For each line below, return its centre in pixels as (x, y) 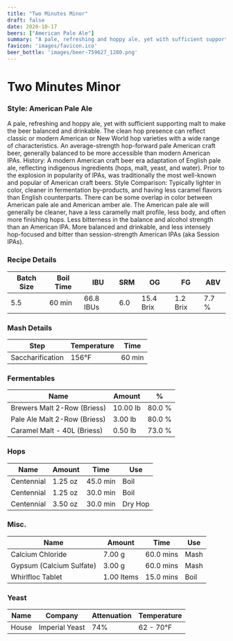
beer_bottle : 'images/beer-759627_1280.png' (72, 53)
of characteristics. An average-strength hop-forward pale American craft (111, 146)
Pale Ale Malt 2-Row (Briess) (58, 419)
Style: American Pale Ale (50, 108)
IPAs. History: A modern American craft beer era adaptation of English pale (114, 161)
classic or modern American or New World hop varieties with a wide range (113, 138)
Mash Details (30, 327)
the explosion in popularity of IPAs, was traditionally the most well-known (112, 175)
